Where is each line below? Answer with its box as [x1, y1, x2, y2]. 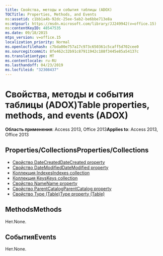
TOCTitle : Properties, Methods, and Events [5, 12, 97, 17]
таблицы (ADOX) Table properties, [5, 99, 150, 111]
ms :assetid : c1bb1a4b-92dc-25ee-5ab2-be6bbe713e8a [5, 16, 112, 21]
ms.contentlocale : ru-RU [5, 58, 57, 63]
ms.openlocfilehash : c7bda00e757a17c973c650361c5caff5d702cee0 [5, 44, 139, 49]
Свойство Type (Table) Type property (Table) [12, 191, 105, 197]
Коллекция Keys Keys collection [12, 175, 78, 181]
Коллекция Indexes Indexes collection [12, 170, 90, 175]
